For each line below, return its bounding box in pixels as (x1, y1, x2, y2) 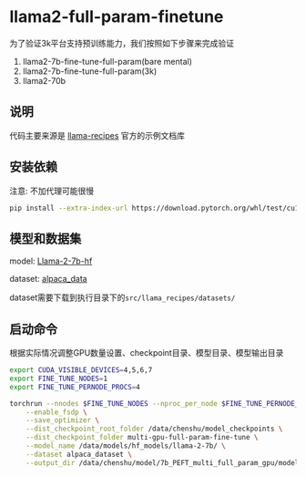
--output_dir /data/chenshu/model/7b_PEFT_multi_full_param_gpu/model (25, 458, 300, 467)
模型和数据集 (9, 231, 82, 246)
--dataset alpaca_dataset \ (25, 450, 132, 459)
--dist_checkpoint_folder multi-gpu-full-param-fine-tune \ (25, 433, 259, 442)
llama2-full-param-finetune (9, 6, 224, 27)
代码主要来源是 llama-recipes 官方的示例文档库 (9, 130, 185, 140)
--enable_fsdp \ (25, 408, 88, 417)
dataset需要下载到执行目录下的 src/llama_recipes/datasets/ (9, 292, 236, 303)
